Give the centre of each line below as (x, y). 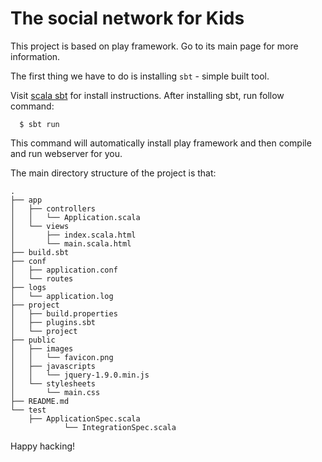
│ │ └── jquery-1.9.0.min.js (80, 375)
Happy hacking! (43, 446)
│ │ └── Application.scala (75, 217)
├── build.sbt (40, 252)
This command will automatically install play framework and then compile (161, 143)
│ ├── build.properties (64, 313)
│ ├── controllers (53, 208)
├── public (33, 340)
